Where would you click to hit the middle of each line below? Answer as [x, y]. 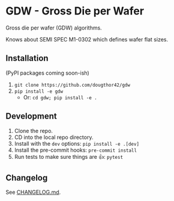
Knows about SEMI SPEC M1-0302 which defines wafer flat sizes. [87, 39]
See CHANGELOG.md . [33, 192]
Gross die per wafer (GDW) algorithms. [54, 28]
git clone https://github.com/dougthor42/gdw [72, 85]
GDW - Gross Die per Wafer [75, 11]
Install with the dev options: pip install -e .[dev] [76, 143]
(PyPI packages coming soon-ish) [47, 73]
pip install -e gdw [39, 91]
